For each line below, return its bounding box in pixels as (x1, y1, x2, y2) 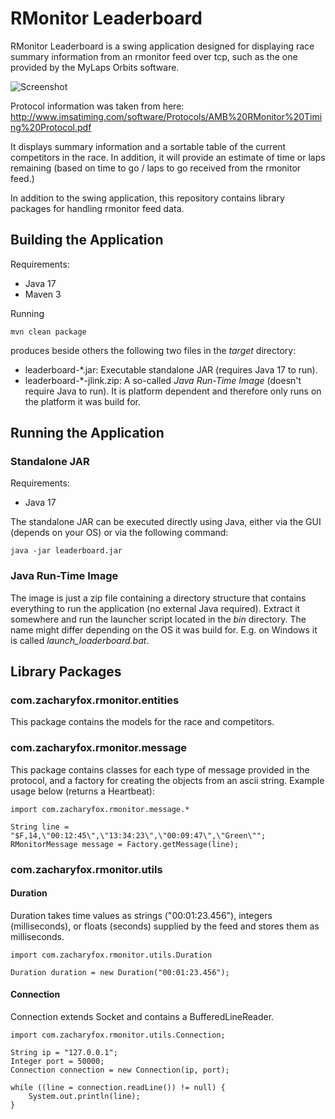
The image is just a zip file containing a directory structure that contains (10, 592, 307, 604)
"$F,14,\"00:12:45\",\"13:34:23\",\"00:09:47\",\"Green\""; (10, 830, 267, 841)
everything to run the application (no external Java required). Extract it (10, 602, 301, 614)
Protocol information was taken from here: (10, 100, 185, 112)
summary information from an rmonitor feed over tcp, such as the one (10, 50, 298, 62)
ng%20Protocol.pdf (10, 121, 92, 133)
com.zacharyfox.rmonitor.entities (10, 693, 180, 707)
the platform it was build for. (24, 395, 141, 407)
